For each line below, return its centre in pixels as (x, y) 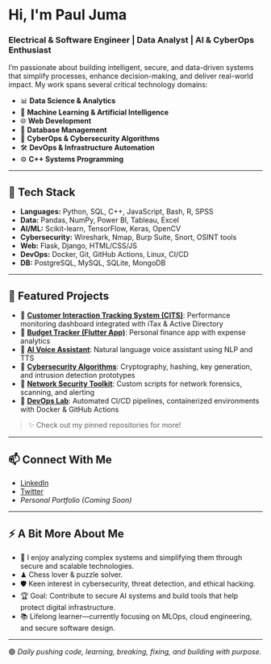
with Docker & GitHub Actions (69, 409)
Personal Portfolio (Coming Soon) (76, 500)
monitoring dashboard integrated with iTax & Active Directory (121, 324)
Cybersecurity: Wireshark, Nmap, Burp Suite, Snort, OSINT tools (128, 237)
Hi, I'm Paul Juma (68, 15)
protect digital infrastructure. (68, 607)
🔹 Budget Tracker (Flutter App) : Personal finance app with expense (133, 333)
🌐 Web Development (56, 121)
